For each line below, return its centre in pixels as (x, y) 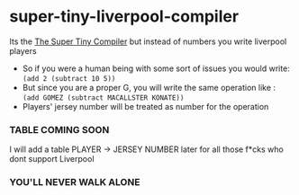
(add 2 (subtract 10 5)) (69, 78)
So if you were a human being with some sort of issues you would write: (156, 68)
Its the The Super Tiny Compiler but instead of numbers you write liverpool (148, 41)
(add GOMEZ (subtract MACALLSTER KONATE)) (103, 97)
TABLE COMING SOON (59, 129)
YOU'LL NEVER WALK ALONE (75, 182)
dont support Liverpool (52, 159)
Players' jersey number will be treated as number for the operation (145, 106)
